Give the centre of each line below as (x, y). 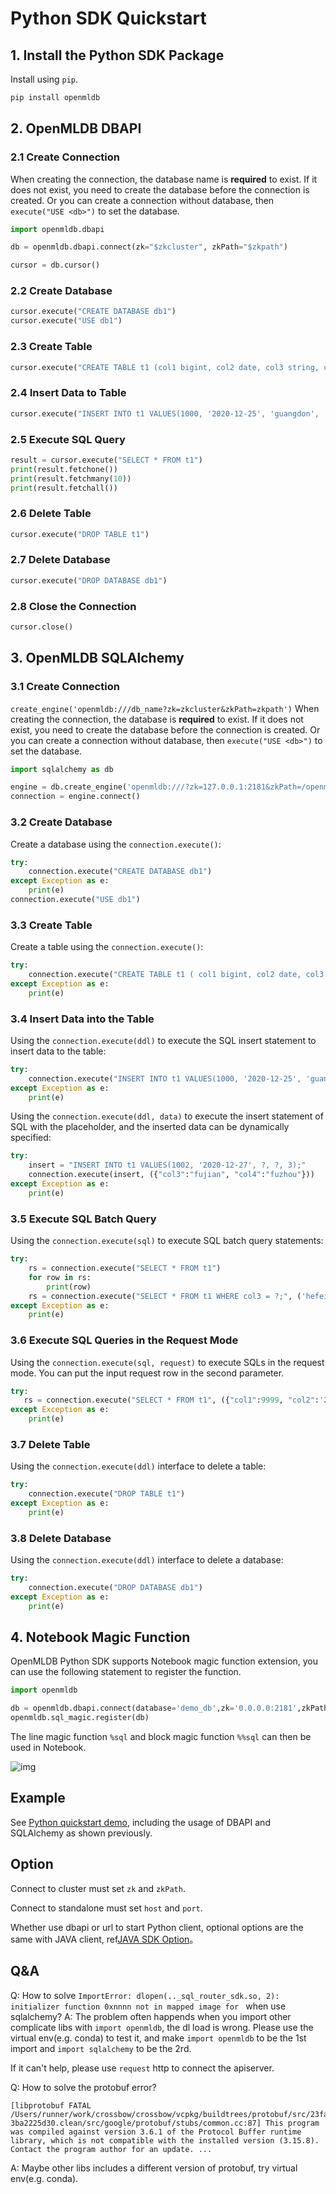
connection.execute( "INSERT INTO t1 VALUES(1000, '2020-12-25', (165, 1078)
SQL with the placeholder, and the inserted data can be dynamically (150, 1127)
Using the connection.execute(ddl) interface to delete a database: (147, 1560)
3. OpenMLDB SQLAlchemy (97, 658)
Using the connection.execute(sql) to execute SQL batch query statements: (167, 1241)
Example (38, 1798)
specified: (31, 1138)
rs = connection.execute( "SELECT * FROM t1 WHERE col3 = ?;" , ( (165, 1296)
